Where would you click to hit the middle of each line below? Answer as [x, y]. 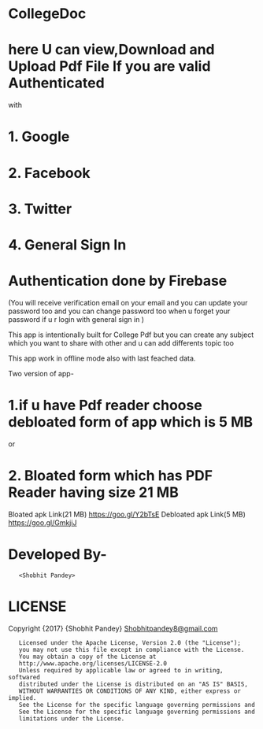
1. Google [39, 137]
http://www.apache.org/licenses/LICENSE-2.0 [93, 663]
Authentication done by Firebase [118, 281]
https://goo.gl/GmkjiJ [43, 522]
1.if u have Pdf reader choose [105, 405]
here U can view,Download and [111, 50]
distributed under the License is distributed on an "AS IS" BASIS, [133, 684]
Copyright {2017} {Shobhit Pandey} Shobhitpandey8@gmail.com [113, 628]
